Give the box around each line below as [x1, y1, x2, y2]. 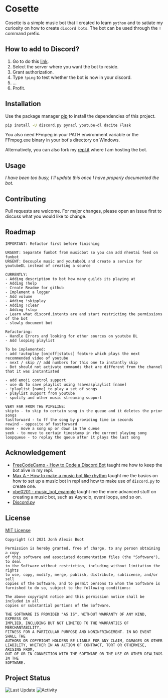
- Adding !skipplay [5, 298, 46, 303]
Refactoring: [5, 329, 33, 334]
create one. [12, 483, 37, 489]
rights [5, 568, 19, 573]
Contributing [5, 195, 46, 203]
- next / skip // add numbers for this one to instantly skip [5, 360, 138, 365]
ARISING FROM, [5, 647, 35, 652]
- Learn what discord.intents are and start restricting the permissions [5, 311, 163, 317]
